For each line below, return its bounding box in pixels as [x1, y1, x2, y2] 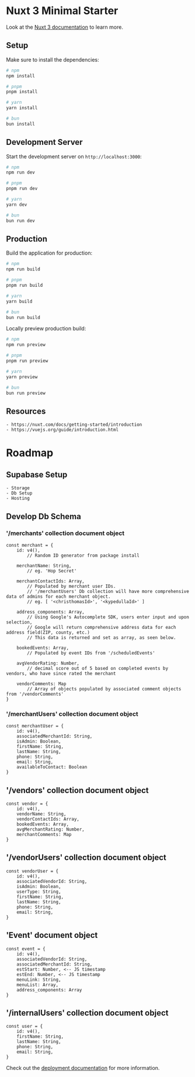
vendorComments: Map [16, 680, 67, 687]
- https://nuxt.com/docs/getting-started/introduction [6, 422, 142, 428]
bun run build [6, 314, 41, 320]
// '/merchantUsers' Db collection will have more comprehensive [27, 588, 190, 594]
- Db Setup [6, 490, 33, 496]
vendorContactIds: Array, [16, 816, 80, 822]
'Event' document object [6, 930, 98, 940]
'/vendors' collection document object [6, 785, 149, 795]
